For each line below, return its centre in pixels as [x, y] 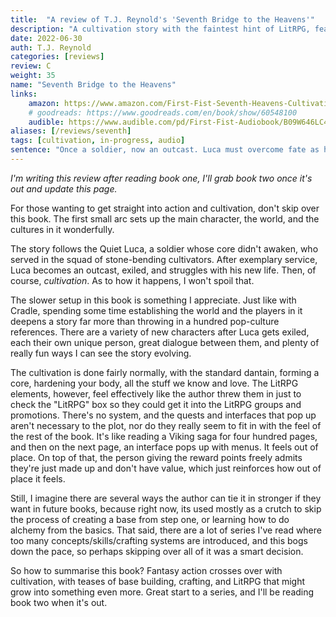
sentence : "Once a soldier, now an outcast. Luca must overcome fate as [165, 150]
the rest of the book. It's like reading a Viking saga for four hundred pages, [164, 436]
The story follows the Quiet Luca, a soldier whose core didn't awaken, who [164, 248]
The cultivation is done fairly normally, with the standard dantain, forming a [165, 372]
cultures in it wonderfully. [62, 229]
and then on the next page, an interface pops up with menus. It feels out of [164, 447]
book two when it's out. [59, 602]
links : [24, 94]
